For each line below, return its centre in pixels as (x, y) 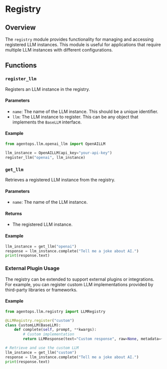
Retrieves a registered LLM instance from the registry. (60, 180)
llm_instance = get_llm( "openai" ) (41, 246)
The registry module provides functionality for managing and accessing (80, 39)
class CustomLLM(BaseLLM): (33, 325)
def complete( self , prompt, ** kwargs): (55, 330)
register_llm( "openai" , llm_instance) (45, 157)
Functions (21, 65)
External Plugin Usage (32, 268)
